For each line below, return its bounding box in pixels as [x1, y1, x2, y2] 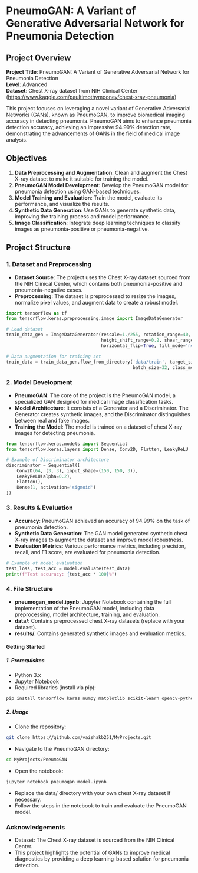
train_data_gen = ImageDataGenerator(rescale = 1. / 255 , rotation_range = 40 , [6, 332, 192, 338]
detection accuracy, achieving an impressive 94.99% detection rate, [6, 124, 172, 130]
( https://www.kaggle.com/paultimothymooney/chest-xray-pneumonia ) [6, 93, 177, 100]
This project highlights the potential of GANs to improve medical [14, 849, 170, 856]
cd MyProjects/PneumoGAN [6, 757, 67, 763]
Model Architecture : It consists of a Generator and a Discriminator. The [14, 404, 189, 411]
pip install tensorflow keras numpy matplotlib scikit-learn [6, 695, 160, 702]
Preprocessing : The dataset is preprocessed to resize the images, [14, 292, 176, 299]
